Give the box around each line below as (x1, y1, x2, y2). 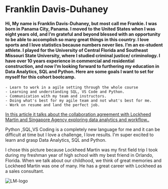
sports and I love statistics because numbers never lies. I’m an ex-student (5, 42, 163, 48)
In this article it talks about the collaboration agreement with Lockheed (5, 112, 151, 118)
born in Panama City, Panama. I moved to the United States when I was (5, 26, 156, 32)
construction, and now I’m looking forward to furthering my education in (5, 63, 159, 69)
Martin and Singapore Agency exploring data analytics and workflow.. (5, 117, 149, 123)
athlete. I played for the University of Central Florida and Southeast (5, 47, 148, 53)
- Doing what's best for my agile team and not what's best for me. (5, 98, 152, 104)
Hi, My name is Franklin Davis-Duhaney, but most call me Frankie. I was (5, 20, 157, 26)
